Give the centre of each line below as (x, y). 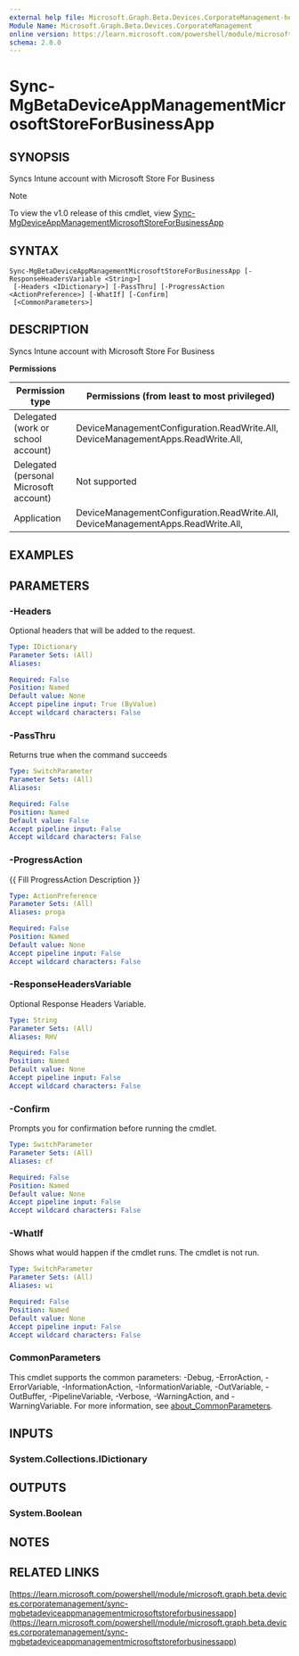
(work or (32, 427)
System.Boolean (46, 1513)
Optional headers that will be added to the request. (102, 630)
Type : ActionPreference (53, 896)
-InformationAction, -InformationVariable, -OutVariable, (163, 1387)
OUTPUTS (38, 1488)
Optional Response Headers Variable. (78, 1003)
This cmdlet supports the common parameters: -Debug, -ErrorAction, (137, 1377)
